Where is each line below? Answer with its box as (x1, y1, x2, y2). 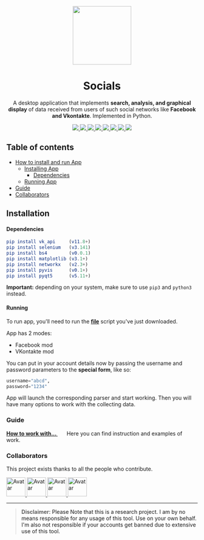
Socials (83, 79, 121, 93)
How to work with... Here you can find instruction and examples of (6, 429, 183, 437)
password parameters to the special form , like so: (6, 365, 132, 373)
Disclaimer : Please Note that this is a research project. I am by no (21, 508, 186, 516)
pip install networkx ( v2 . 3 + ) (6, 261, 88, 268)
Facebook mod (15, 341, 53, 348)
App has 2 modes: (6, 329, 52, 337)
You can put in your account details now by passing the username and (6, 359, 183, 367)
